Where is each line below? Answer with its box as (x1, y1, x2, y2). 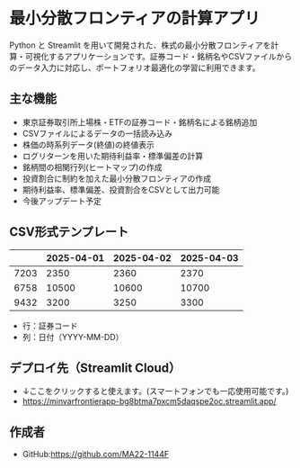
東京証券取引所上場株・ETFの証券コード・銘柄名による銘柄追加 (22, 116, 258, 127)
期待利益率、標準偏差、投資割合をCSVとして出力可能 (22, 184, 220, 194)
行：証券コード (22, 320, 78, 331)
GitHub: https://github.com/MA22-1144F (22, 449, 170, 460)
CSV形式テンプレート (9, 224, 129, 239)
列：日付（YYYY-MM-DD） (22, 331, 124, 342)
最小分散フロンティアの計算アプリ (9, 8, 260, 29)
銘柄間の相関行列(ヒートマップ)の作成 (22, 161, 163, 172)
